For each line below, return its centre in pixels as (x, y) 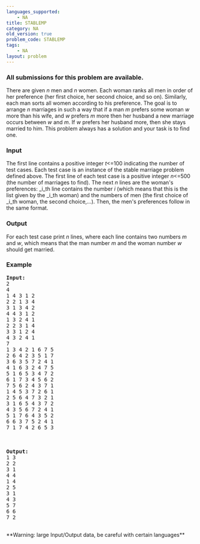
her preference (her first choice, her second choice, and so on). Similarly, (97, 96)
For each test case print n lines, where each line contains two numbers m (97, 237)
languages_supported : (33, 12)
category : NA (22, 28)
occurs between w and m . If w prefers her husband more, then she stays (96, 122)
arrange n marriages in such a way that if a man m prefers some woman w (98, 109)
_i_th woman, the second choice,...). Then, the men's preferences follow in (98, 202)
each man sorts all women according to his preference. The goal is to (92, 103)
